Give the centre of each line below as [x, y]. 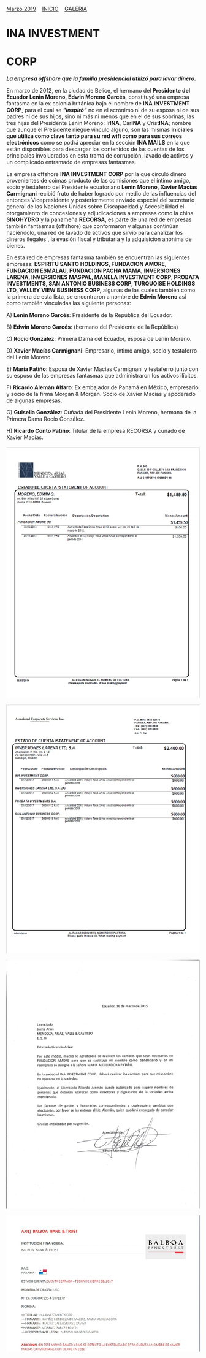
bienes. [16, 246]
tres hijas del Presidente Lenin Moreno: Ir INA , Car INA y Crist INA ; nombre [99, 123]
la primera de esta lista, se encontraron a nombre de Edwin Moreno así [96, 297]
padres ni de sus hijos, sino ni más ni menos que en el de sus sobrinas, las [100, 116]
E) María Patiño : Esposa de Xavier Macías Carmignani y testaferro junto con [102, 369]
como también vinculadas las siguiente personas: [69, 303]
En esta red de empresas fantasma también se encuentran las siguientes [98, 257]
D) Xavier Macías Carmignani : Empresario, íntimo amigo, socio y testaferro [102, 351]
